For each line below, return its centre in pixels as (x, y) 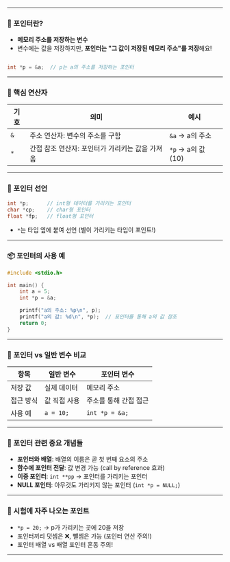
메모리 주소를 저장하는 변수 (52, 40)
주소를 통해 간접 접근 (118, 401)
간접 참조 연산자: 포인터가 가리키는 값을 (89, 148)
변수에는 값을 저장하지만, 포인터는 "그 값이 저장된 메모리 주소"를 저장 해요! (114, 48)
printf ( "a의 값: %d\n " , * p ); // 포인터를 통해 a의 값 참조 (98, 317)
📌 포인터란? (25, 23)
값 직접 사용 (62, 401)
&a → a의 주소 (191, 136)
